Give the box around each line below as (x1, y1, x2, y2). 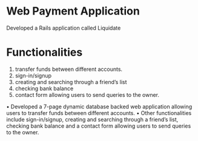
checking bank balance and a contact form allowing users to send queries (6, 122, 191, 130)
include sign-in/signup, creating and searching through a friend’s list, (6, 116, 179, 123)
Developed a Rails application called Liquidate (6, 24, 121, 31)
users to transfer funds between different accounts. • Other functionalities (6, 109, 192, 116)
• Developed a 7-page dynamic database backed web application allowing (6, 103, 193, 110)
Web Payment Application (6, 4, 140, 18)
